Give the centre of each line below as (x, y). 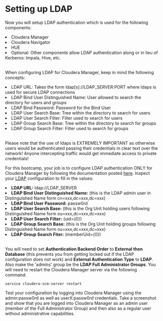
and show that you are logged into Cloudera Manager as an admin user (76, 303)
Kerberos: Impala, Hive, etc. (33, 57)
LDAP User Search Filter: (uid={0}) (47, 219)
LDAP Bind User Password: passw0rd (50, 203)
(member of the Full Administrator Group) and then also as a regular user (78, 308)
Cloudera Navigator (31, 42)
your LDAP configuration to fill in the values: (49, 178)
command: (16, 275)
